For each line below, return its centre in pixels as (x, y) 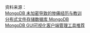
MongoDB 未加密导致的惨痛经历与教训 (43, 13)
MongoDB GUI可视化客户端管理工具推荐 (45, 25)
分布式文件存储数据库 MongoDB (37, 19)
